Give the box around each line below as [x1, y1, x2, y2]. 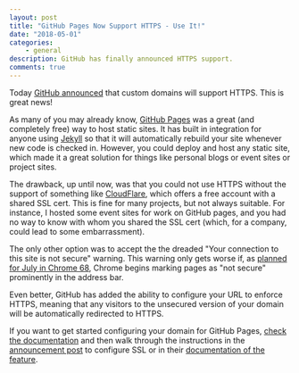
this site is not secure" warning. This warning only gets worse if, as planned [9, 253, 287, 263]
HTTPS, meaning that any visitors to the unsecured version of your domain [9, 298, 284, 309]
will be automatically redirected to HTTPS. [9, 308, 164, 319]
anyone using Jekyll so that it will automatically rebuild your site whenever [9, 133, 283, 144]
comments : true [9, 63, 66, 72]
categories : [9, 37, 54, 47]
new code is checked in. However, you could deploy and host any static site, [9, 142, 290, 153]
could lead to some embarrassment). [9, 226, 145, 236]
